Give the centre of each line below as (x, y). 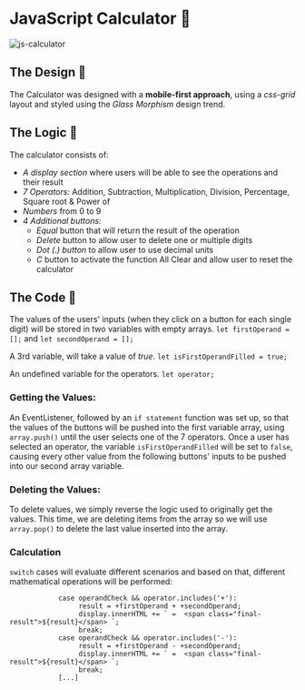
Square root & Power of (66, 201)
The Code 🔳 (43, 297)
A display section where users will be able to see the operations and (150, 172)
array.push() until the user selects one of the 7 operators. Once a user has (149, 437)
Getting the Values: (53, 398)
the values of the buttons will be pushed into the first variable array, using (147, 427)
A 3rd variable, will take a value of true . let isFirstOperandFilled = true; (148, 356)
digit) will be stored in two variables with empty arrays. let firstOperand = (150, 329)
